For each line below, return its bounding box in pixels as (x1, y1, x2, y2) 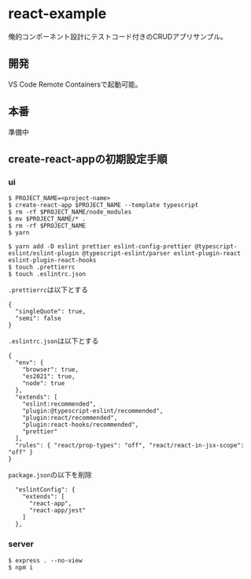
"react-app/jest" (28, 507, 87, 514)
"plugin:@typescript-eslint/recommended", (22, 407, 164, 415)
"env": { (15, 359, 44, 367)
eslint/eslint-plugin (8, 250, 79, 258)
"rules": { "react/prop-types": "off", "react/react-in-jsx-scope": (15, 442, 245, 450)
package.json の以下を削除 (8, 470, 92, 480)
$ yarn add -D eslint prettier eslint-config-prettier (8, 243, 192, 251)
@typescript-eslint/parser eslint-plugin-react (82, 250, 242, 258)
